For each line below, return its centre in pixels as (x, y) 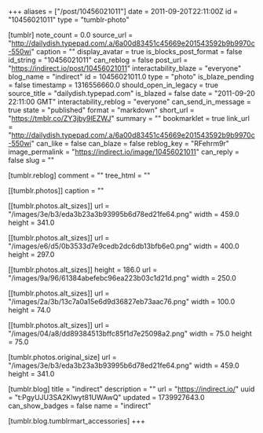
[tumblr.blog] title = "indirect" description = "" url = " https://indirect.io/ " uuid (131, 389)
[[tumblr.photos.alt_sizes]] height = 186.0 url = (83, 270)
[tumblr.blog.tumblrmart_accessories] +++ (77, 421)
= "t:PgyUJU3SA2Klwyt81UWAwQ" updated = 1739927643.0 (107, 397)
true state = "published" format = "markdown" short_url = (101, 110)
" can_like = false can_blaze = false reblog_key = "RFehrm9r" (130, 143)
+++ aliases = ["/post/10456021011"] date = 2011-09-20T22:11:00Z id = (123, 11)
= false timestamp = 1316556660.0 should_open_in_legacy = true (113, 85)
